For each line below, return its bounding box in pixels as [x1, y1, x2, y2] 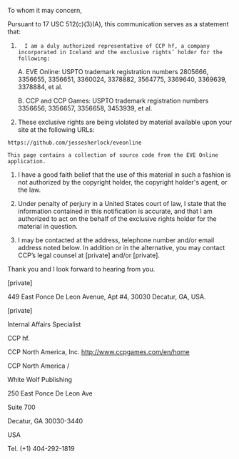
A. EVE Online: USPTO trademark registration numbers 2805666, [17, 68, 209, 76]
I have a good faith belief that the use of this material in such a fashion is [17, 170, 231, 179]
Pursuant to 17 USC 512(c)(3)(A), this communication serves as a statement [7, 20, 229, 28]
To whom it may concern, [7, 6, 82, 14]
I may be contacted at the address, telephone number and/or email [17, 236, 215, 244]
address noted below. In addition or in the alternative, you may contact [17, 244, 225, 252]
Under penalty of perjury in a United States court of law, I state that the [17, 200, 227, 207]
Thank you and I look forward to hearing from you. [7, 265, 156, 273]
